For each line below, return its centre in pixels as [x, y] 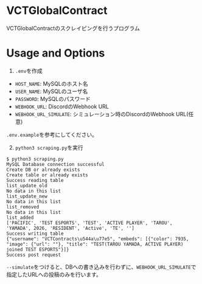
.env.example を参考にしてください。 [52, 134]
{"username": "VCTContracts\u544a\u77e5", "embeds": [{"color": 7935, [98, 239]
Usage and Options [56, 53]
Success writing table [35, 234]
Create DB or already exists [43, 170]
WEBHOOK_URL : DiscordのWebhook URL [62, 106]
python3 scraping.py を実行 [49, 147]
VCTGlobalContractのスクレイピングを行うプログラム [73, 28]
